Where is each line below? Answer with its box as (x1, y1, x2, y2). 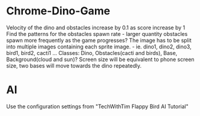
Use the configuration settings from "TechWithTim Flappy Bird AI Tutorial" (6, 103, 189, 110)
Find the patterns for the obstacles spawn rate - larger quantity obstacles (6, 30, 188, 37)
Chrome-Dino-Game (6, 4, 111, 18)
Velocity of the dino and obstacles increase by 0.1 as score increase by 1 (6, 24, 186, 31)
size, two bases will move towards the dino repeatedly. (6, 62, 142, 69)
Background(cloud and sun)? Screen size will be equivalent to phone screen (6, 56, 195, 63)
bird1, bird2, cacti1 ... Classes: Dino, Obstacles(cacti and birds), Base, (6, 49, 178, 56)
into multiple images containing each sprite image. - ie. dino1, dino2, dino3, (6, 43, 192, 50)
